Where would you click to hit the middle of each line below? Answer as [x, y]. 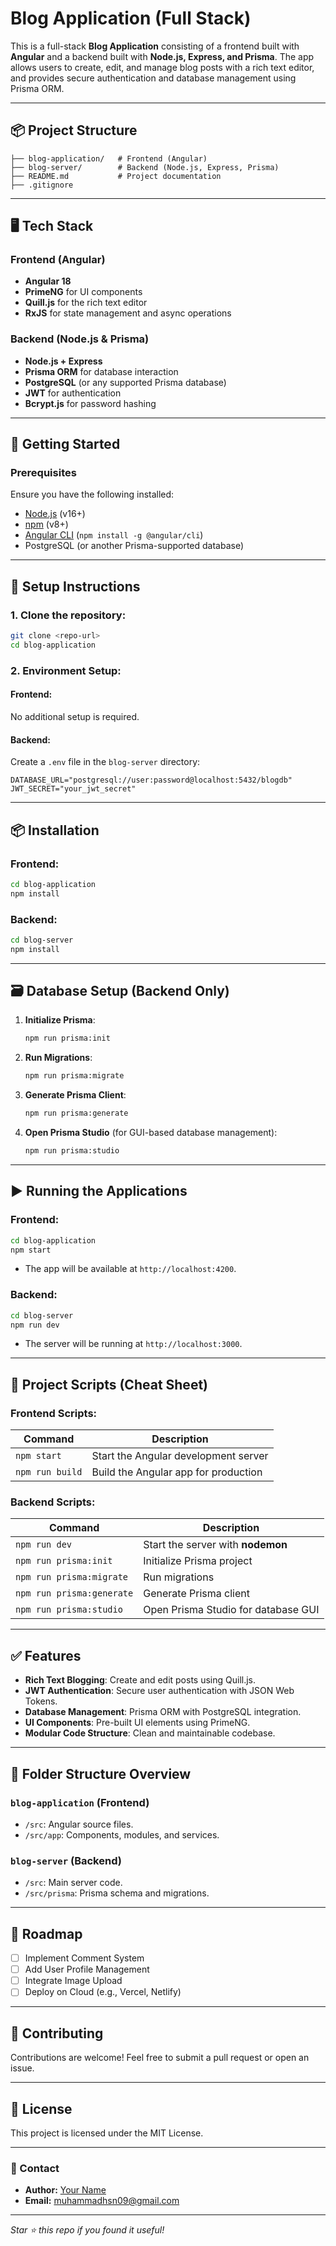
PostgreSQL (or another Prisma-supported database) [134, 546]
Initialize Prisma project [198, 1561]
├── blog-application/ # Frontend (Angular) [109, 158]
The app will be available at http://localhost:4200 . [130, 1269]
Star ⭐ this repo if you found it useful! [87, 2230]
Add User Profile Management [87, 1969]
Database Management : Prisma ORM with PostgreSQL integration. [163, 1712]
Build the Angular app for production [177, 1472]
